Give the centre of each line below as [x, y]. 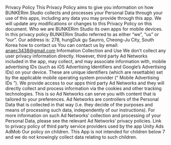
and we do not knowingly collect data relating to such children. [71, 137]
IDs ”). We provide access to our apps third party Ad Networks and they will [85, 83]
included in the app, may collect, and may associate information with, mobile [86, 61]
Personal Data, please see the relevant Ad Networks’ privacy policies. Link [83, 121]
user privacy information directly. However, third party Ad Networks [77, 56]
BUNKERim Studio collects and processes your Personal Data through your [84, 13]
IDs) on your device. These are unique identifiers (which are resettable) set [84, 72]
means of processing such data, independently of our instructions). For [80, 110]
